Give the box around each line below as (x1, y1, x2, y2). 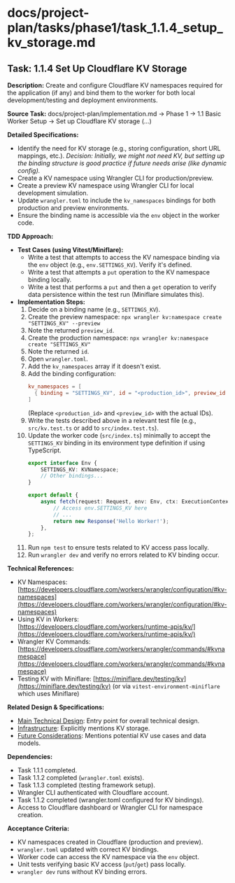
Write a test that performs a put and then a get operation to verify (27, 283, 217, 291)
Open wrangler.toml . (27, 355, 89, 363)
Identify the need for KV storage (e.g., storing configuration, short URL (17, 144, 221, 152)
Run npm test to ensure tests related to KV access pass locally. (27, 543, 210, 552)
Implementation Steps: (17, 298, 85, 306)
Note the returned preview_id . (27, 326, 115, 334)
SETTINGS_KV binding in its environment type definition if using (27, 438, 205, 447)
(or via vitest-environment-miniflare (112, 682, 220, 690)
